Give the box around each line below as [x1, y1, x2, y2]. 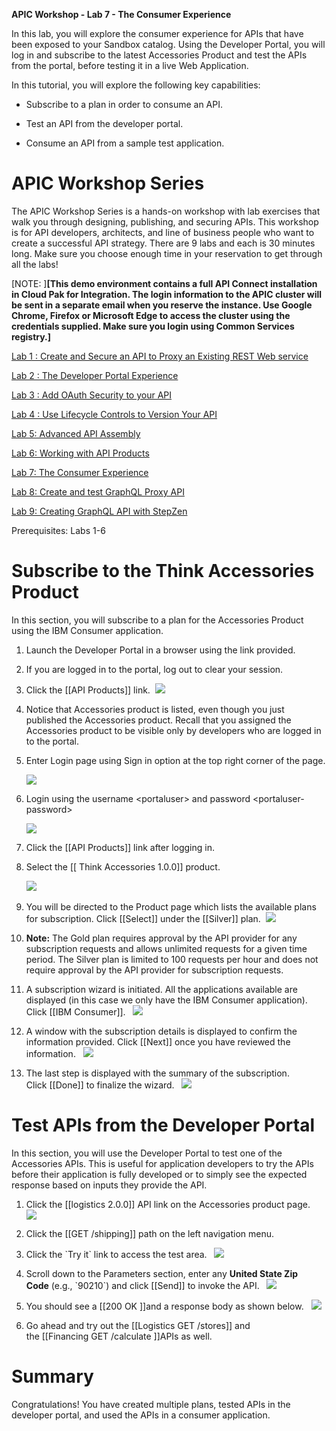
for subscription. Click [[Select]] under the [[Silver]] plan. [25, 912, 261, 924]
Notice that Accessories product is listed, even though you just [25, 703, 285, 715]
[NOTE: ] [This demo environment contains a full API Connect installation [11, 277, 318, 289]
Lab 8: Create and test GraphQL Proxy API [11, 485, 185, 498]
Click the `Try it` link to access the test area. [25, 1248, 208, 1260]
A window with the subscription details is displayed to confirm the [25, 1025, 298, 1037]
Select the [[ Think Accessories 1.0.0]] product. [25, 860, 221, 873]
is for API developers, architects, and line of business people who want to [11, 226, 315, 238]
